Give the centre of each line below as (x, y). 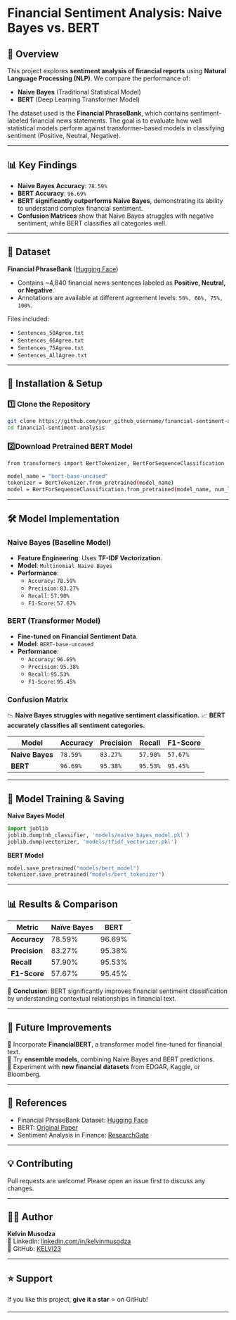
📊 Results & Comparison (63, 904)
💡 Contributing (40, 1164)
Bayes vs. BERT (53, 28)
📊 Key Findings (42, 165)
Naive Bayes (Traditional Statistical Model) (79, 92)
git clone (22, 421)
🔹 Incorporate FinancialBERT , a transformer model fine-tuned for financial (115, 1044)
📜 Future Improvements (60, 1027)
